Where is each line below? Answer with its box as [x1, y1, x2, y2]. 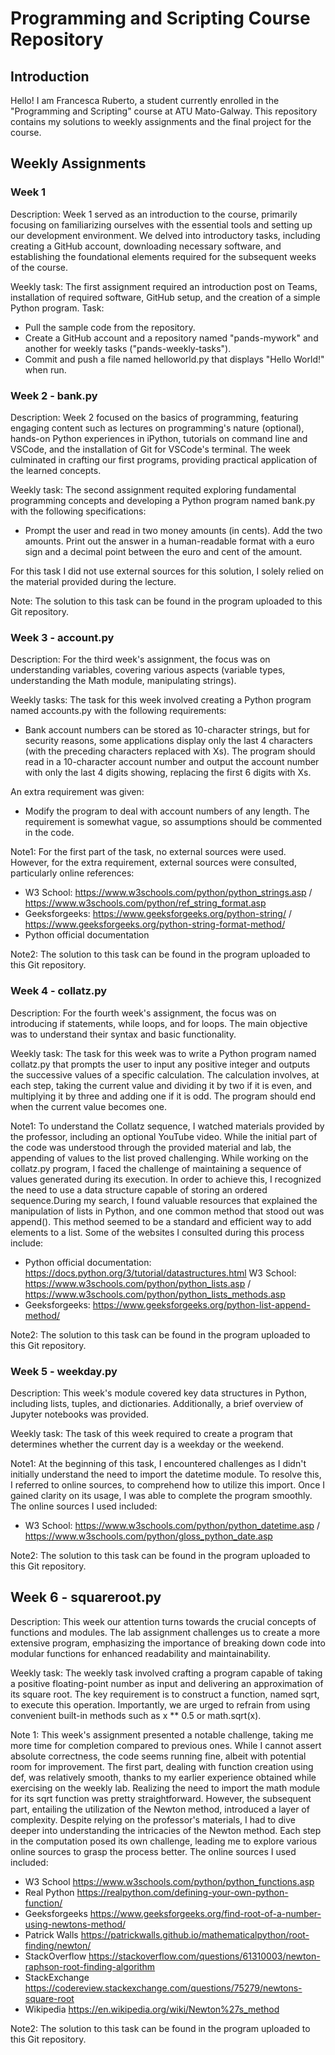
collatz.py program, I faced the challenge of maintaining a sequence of [10, 1162, 302, 1174]
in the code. [24, 827, 75, 839]
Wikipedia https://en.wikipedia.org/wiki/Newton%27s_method [24, 2003, 280, 2015]
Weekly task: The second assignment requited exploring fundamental [10, 483, 297, 496]
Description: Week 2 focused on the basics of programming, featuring [10, 411, 299, 423]
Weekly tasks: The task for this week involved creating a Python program [10, 694, 312, 706]
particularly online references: [10, 867, 135, 879]
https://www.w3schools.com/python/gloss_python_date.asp [24, 1530, 273, 1542]
